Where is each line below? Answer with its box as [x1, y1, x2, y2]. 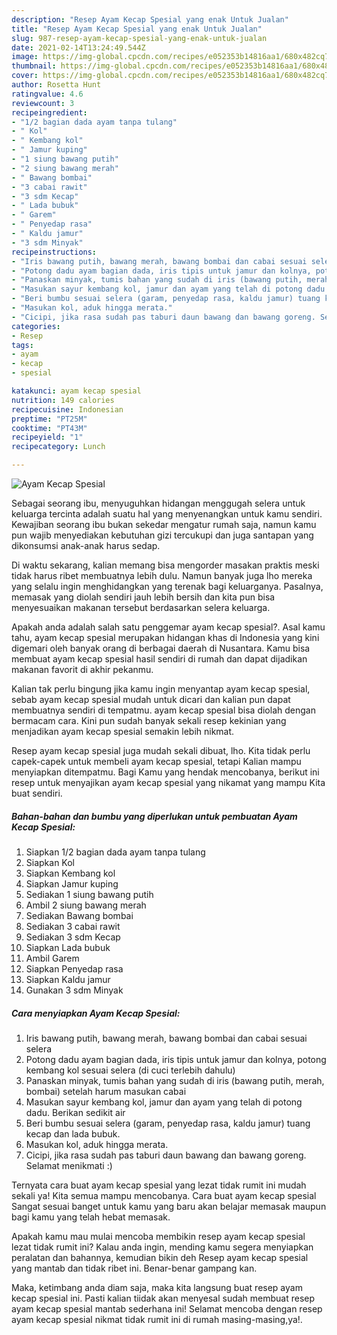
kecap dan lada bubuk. [25, 1127, 121, 1140]
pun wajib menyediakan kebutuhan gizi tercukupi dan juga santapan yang [11, 529, 314, 541]
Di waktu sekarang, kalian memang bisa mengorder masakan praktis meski [11, 559, 320, 571]
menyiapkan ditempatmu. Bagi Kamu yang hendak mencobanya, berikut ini [11, 766, 320, 778]
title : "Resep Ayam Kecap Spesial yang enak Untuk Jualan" [11, 24, 263, 34]
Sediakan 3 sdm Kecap [25, 931, 121, 943]
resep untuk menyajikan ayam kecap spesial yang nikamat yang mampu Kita [11, 777, 326, 788]
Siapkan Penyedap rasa [25, 962, 124, 975]
